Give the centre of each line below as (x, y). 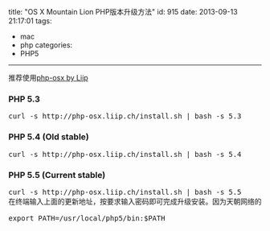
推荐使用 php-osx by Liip (48, 78)
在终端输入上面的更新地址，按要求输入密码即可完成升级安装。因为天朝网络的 (135, 201)
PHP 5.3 (24, 99)
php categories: (46, 45)
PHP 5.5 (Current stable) (57, 175)
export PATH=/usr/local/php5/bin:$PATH (87, 218)
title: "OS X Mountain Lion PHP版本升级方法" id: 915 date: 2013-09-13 (123, 12)
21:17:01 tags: (30, 21)
